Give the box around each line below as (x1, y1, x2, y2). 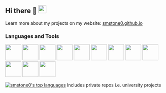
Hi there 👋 (5, 7, 37, 15)
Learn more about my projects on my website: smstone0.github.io (5, 20, 143, 26)
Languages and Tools (5, 32, 59, 39)
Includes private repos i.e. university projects (67, 82, 161, 88)
